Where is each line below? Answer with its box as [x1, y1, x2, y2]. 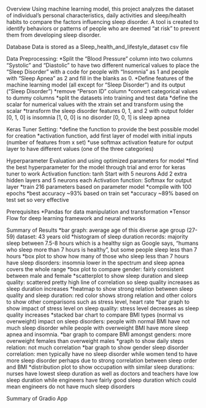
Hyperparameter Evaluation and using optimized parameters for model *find [6, 157, 199, 164]
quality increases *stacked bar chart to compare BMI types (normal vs [6, 311, 184, 318]
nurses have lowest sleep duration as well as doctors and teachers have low [6, 370, 199, 377]
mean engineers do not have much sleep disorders [6, 383, 135, 390]
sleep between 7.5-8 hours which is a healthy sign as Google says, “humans [6, 239, 199, 247]
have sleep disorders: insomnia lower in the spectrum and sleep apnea [6, 259, 185, 266]
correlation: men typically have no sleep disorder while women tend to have [6, 350, 198, 358]
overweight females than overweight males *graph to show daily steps [6, 337, 185, 344]
